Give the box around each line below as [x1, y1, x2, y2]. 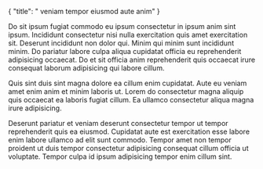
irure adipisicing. [8, 103, 62, 113]
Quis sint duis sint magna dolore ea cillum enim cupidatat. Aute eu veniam [8, 78, 247, 88]
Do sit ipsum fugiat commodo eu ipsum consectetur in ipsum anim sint [8, 22, 236, 31]
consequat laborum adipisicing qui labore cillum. [8, 63, 165, 73]
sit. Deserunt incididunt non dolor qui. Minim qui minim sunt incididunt [8, 38, 234, 48]
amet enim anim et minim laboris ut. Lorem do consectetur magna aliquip [8, 87, 244, 96]
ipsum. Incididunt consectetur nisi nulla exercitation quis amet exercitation [8, 31, 248, 39]
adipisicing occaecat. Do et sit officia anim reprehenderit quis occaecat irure [8, 55, 256, 64]
